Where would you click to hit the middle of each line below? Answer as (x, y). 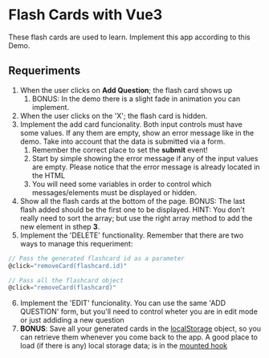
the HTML (49, 175)
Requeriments (45, 71)
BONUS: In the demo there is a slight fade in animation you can (136, 99)
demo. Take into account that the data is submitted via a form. (122, 141)
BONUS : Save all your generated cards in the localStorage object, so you (141, 329)
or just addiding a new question (72, 320)
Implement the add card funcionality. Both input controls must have (131, 124)
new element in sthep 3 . (60, 226)
